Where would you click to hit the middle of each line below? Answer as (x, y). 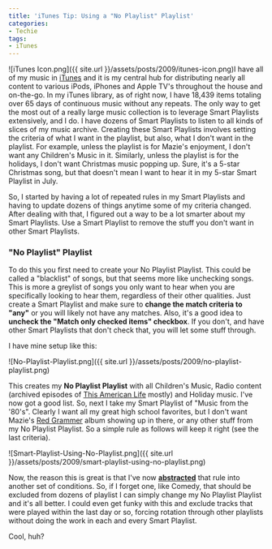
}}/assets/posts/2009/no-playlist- (186, 362)
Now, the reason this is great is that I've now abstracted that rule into (124, 478)
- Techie (23, 31)
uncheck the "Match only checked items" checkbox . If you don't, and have (136, 322)
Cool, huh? (26, 537)
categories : (28, 24)
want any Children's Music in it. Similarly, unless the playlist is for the (124, 156)
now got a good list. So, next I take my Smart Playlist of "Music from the (129, 403)
